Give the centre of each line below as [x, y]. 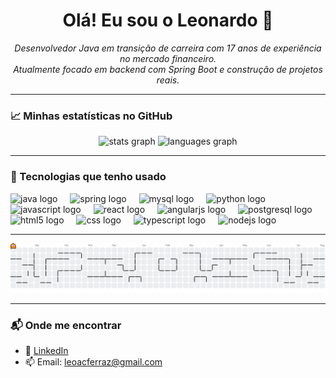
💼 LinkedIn [46, 351]
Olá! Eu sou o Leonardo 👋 [168, 20]
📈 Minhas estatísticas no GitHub [91, 116]
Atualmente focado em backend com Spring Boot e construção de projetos [168, 69]
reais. [168, 80]
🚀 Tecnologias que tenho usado [88, 177]
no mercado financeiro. [168, 58]
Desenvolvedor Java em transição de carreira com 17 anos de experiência [168, 48]
